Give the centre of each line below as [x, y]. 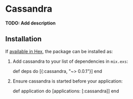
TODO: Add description [31, 23]
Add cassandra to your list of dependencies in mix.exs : [70, 61]
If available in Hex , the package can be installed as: [59, 51]
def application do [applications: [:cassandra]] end [66, 91]
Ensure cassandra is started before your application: [68, 81]
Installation [23, 39]
